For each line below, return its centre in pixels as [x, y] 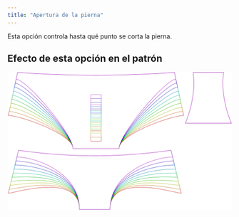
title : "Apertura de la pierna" [55, 15]
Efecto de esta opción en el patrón [85, 59]
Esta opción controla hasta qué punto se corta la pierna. [90, 36]
